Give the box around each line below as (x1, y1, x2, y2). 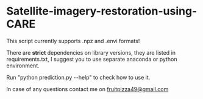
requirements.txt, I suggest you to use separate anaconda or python (6, 55, 177, 63)
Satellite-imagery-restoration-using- (6, 4, 198, 18)
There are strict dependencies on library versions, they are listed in (6, 49, 176, 56)
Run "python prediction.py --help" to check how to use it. (6, 73, 151, 81)
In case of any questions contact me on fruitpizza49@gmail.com (6, 85, 169, 92)
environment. (6, 62, 40, 69)
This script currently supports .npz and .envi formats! (6, 37, 140, 44)
